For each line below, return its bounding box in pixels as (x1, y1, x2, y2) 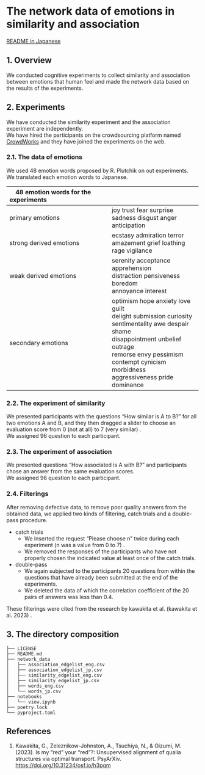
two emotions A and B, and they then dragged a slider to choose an (6, 420, 176, 427)
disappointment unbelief (112, 335, 182, 343)
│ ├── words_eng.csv (6, 683, 64, 689)
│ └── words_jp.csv (6, 688, 62, 694)
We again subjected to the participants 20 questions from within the (24, 567, 195, 575)
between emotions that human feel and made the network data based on (6, 78, 190, 85)
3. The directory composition (6, 629, 120, 639)
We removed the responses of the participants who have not (24, 548, 177, 555)
